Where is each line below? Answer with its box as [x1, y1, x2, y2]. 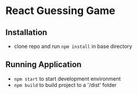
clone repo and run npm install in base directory [13, 43, 133, 50]
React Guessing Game [5, 4, 115, 18]
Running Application [5, 60, 82, 69]
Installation [5, 27, 47, 37]
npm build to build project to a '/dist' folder [13, 81, 117, 88]
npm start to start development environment [13, 75, 121, 82]
